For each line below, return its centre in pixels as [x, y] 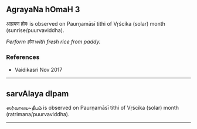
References [23, 57]
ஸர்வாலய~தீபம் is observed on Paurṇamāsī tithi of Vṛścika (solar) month [93, 107]
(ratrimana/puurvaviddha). [38, 114]
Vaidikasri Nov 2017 [38, 70]
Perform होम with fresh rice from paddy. [53, 41]
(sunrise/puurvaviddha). [35, 30]
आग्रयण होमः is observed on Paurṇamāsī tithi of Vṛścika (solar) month [86, 23]
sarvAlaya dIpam [38, 94]
